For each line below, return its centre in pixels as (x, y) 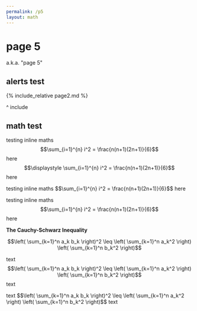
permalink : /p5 (25, 12)
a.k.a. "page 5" (25, 63)
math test (24, 126)
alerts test (25, 81)
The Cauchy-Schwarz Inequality (47, 230)
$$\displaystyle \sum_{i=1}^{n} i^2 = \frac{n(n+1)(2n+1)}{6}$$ (99, 168)
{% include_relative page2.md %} (47, 96)
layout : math (22, 17)
